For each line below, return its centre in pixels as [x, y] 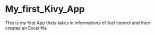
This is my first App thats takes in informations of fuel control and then [78, 23]
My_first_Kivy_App [45, 9]
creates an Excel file [26, 28]
